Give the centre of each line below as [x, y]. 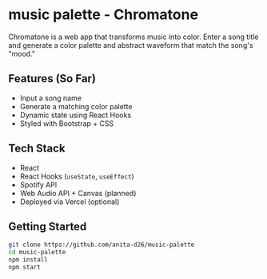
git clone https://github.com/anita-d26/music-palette [102, 245]
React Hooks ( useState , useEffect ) [77, 176]
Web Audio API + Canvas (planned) [78, 193]
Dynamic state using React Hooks [76, 115]
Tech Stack [37, 149]
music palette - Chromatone [103, 15]
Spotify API [38, 184]
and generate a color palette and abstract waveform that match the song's [131, 45]
